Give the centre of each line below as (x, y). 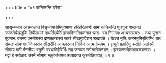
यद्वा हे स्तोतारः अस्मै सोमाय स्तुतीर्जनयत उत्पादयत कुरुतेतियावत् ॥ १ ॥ (60, 55)
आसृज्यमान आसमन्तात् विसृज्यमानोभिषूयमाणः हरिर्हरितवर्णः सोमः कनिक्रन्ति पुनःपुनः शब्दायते (73, 27)
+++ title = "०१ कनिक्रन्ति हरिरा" (34, 8)
